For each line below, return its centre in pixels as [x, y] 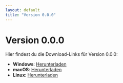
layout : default [23, 10]
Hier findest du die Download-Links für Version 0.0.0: [61, 54]
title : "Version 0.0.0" [31, 15]
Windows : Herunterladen [39, 64]
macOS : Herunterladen [37, 70]
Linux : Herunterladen [35, 75]
